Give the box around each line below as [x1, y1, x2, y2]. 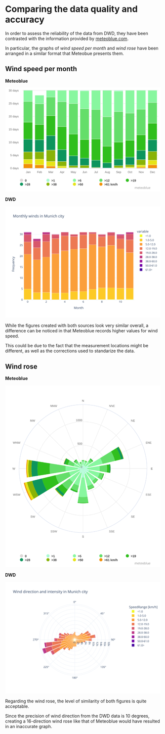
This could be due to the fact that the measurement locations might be [5, 343, 149, 349]
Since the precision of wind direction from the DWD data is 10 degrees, [5, 713, 150, 719]
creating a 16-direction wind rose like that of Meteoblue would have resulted [5, 718, 161, 724]
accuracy [5, 14, 44, 25]
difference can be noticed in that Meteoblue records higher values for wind [5, 328, 158, 334]
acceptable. [5, 703, 30, 709]
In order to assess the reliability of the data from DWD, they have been [5, 30, 148, 36]
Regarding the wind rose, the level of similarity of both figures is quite [5, 698, 147, 704]
